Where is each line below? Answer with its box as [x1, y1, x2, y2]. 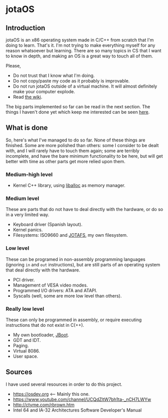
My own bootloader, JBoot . [13, 332, 69, 338]
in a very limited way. [6, 212, 50, 218]
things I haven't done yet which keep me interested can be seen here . [6, 109, 150, 115]
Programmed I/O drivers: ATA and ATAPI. [13, 287, 97, 293]
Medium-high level [6, 171, 53, 178]
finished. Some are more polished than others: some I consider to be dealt [6, 142, 159, 148]
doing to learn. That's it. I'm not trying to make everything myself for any [6, 42, 155, 48]
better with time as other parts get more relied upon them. [6, 158, 126, 164]
